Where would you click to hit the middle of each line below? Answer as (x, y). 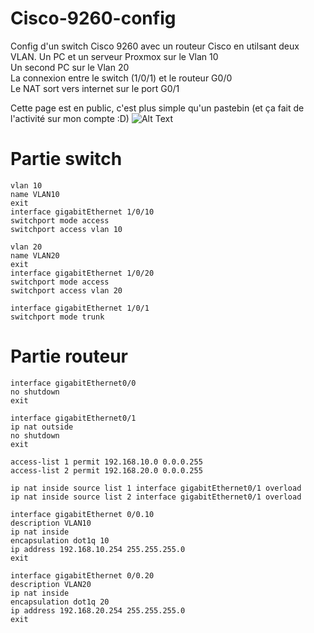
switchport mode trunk (57, 317)
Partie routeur (69, 356)
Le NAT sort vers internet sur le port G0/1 (95, 88)
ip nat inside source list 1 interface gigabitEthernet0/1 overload (156, 488)
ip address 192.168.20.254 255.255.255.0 (98, 610)
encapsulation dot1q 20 (60, 602)
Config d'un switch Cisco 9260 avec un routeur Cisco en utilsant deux (155, 46)
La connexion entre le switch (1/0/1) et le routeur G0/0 (121, 78)
